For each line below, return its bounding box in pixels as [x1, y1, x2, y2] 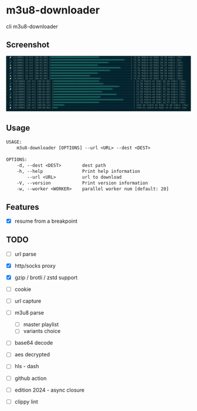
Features [6, 202, 39, 212]
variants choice [23, 328, 61, 335]
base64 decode [14, 339, 53, 347]
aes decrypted [14, 351, 50, 358]
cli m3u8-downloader [6, 23, 59, 30]
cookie [14, 286, 31, 293]
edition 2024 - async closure [14, 386, 85, 393]
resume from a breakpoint [14, 218, 78, 225]
